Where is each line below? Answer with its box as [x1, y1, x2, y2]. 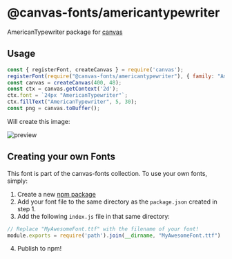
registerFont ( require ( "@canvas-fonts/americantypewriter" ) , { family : [7, 73, 215, 80]
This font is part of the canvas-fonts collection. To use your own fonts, [7, 169, 208, 177]
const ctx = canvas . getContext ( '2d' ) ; [7, 85, 119, 93]
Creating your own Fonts [7, 151, 116, 163]
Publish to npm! [17, 244, 62, 253]
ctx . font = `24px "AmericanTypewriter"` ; [7, 92, 128, 99]
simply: [7, 177, 28, 185]
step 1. [17, 204, 37, 213]
